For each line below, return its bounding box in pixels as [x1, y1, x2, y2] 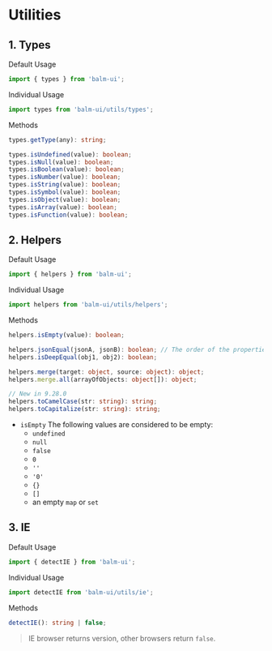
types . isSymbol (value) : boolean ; [8, 188, 121, 196]
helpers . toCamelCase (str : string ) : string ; [8, 397, 158, 406]
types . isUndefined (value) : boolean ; [8, 150, 132, 159]
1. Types [8, 38, 51, 52]
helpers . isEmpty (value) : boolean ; [8, 331, 125, 340]
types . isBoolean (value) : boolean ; [8, 165, 125, 173]
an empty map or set [32, 497, 99, 508]
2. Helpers [8, 233, 62, 246]
